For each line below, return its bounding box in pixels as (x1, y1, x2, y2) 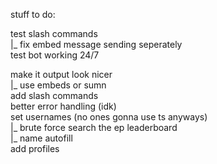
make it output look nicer (10, 69, 113, 80)
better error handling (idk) (10, 100, 117, 112)
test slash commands (10, 28, 98, 39)
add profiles (10, 143, 60, 154)
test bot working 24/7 (10, 49, 100, 61)
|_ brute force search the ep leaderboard (10, 122, 178, 133)
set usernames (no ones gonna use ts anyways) (10, 111, 208, 123)
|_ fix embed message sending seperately (10, 39, 183, 50)
